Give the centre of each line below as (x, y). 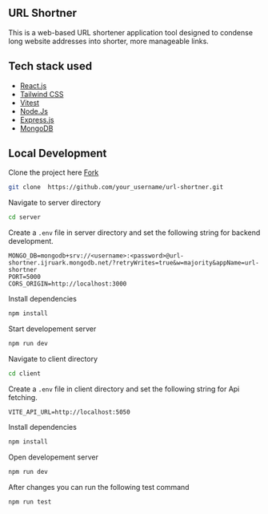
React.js (33, 85)
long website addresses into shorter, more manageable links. (109, 41)
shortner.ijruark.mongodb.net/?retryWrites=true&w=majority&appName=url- (134, 263)
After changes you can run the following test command (99, 487)
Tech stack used (50, 66)
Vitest (30, 103)
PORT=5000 (25, 277)
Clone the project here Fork (54, 172)
